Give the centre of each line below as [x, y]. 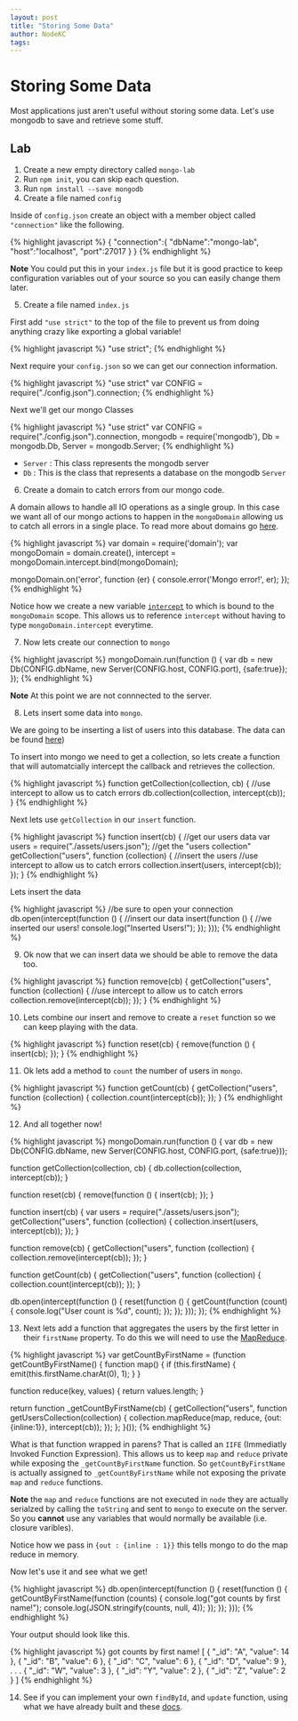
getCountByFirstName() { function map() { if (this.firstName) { [123, 1364]
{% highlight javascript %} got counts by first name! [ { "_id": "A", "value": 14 [150, 1652]
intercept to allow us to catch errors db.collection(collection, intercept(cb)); [148, 793]
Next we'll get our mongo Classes [72, 410]
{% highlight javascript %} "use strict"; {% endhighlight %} [118, 349]
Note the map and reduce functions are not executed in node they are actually [149, 1499]
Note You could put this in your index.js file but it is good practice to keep [147, 269]
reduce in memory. [44, 1554]
